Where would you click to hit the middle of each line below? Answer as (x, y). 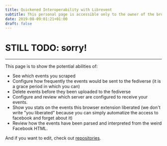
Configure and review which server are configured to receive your (80, 97)
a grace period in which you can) (46, 87)
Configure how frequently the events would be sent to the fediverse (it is (86, 81)
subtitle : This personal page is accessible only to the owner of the (80, 14)
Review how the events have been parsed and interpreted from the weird (87, 123)
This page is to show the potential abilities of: (51, 66)
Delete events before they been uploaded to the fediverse (71, 92)
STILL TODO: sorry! (46, 48)
